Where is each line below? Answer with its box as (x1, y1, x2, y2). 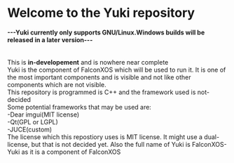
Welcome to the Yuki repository (7, 5, 195, 21)
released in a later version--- (7, 35, 93, 44)
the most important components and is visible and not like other (7, 72, 191, 81)
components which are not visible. (7, 80, 106, 89)
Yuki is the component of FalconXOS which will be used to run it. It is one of (7, 65, 226, 74)
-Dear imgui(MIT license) (7, 110, 80, 119)
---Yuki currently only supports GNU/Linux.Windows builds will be (7, 28, 205, 37)
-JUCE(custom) (7, 125, 53, 133)
